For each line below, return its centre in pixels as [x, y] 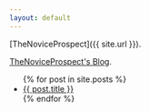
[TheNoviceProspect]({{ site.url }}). [75, 44]
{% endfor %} [49, 98]
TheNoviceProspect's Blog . [60, 61]
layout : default [40, 18]
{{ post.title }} [48, 88]
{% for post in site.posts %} [75, 79]
